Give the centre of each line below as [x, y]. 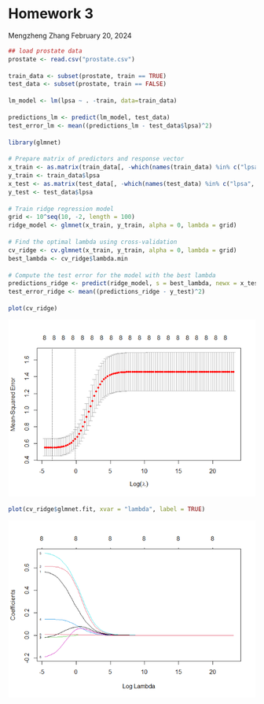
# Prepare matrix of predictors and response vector [96, 159]
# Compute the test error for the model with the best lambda [112, 275]
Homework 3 [51, 14]
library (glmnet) [35, 143]
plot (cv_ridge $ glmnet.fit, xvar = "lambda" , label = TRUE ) [107, 509]
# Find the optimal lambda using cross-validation [93, 242]
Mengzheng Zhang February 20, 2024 [70, 35]
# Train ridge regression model [61, 209]
